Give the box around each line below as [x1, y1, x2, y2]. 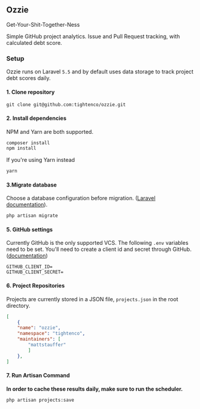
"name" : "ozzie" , [17, 325, 61, 331]
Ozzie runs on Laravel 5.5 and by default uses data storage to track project [6, 68, 194, 75]
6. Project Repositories [6, 282, 65, 290]
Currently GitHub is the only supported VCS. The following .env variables [6, 239, 189, 247]
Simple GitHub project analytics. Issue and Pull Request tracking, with [6, 33, 180, 40]
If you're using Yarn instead [6, 156, 75, 164]
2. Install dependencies [6, 115, 67, 122]
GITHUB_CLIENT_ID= [6, 264, 53, 270]
